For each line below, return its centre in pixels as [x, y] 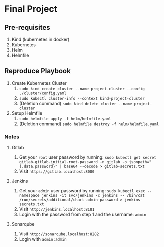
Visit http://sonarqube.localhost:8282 [59, 234]
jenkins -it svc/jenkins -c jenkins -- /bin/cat [93, 196]
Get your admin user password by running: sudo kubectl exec [82, 191]
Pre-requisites [27, 28]
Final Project [31, 9]
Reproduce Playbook [38, 71]
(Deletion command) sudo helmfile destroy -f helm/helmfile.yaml [89, 124]
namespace [30, 196]
